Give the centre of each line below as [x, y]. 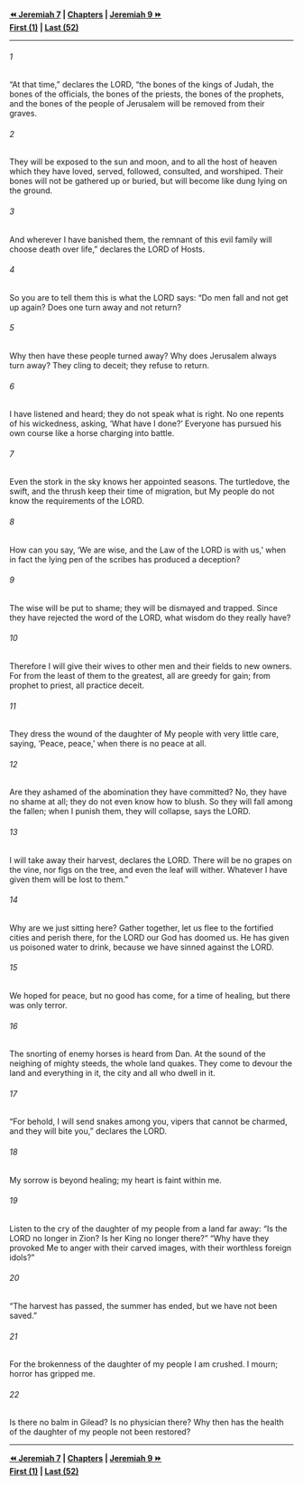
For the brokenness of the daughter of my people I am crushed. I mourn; [143, 1364]
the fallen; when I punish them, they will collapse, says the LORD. [130, 812]
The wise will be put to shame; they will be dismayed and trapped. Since [143, 608]
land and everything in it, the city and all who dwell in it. [113, 1073]
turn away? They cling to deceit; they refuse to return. [110, 366]
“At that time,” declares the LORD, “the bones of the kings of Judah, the [142, 85]
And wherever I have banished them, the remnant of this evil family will [141, 239]
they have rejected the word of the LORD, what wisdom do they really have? [150, 617]
